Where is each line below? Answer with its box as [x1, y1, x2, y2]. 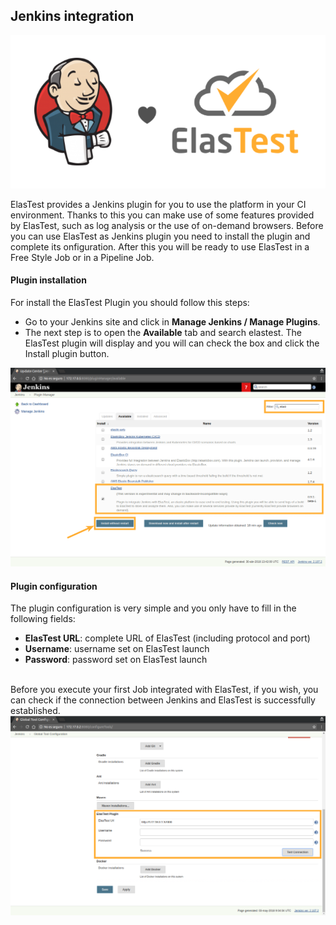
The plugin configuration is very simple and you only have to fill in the [10, 602, 297, 614]
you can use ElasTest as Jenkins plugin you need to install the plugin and [10, 230, 311, 242]
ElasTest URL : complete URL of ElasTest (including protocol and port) [24, 632, 311, 644]
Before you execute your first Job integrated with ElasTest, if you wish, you [10, 684, 319, 696]
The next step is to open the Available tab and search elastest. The [24, 326, 302, 338]
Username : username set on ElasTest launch [24, 643, 210, 655]
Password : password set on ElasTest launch [24, 654, 208, 666]
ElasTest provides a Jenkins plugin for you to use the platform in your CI [10, 198, 307, 210]
